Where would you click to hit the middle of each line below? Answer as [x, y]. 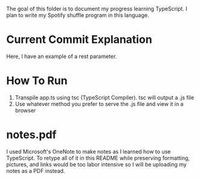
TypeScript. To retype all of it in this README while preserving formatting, [98, 158]
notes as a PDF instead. [36, 171]
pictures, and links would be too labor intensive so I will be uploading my [97, 164]
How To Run [37, 81]
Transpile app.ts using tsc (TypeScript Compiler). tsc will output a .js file [105, 97]
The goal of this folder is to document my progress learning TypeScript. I [97, 9]
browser [25, 110]
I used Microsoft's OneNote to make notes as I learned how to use [89, 151]
